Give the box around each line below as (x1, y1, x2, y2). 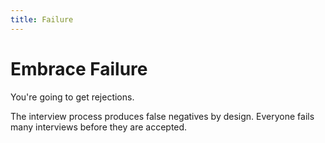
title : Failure (10, 14, 74, 25)
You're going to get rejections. (10, 91, 135, 103)
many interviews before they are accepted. (10, 121, 188, 133)
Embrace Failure (10, 57, 148, 80)
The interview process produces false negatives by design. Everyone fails (10, 110, 315, 122)
